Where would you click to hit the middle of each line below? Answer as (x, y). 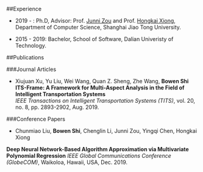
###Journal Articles (31, 69)
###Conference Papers (36, 119)
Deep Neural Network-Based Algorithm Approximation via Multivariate (98, 149)
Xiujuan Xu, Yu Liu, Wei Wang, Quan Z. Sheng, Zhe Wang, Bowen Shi (102, 81)
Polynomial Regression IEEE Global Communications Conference (89, 156)
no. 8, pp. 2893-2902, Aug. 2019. (57, 107)
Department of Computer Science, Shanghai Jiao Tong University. (98, 27)
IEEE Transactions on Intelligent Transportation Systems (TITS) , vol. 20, (105, 101)
